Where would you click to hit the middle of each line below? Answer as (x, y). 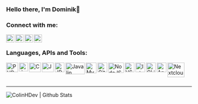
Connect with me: (32, 25)
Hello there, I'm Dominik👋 (43, 9)
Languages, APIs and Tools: (47, 53)
